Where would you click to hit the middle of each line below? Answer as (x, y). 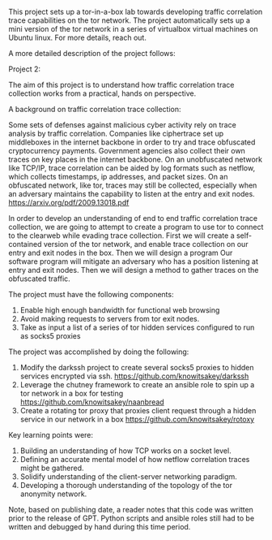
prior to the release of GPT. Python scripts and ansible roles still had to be (132, 518)
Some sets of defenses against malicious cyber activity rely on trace (122, 125)
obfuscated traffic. (39, 279)
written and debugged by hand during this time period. (100, 527)
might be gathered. (52, 468)
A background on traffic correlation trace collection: (95, 109)
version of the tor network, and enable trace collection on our (146, 244)
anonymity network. (53, 494)
